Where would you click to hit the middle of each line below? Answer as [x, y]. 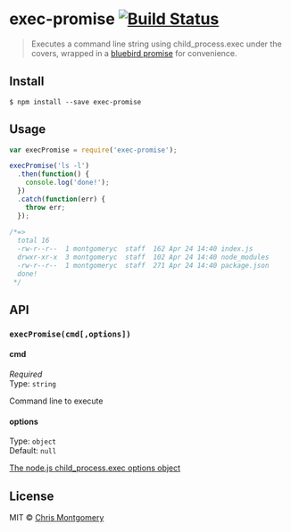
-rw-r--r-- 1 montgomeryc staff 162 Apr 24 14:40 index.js [135, 249]
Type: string [33, 384]
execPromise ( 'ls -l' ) [50, 166]
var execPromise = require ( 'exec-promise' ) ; [93, 150]
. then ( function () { [54, 174]
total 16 [33, 241]
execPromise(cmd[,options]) [70, 334]
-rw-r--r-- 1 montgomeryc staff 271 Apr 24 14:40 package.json [143, 265]
